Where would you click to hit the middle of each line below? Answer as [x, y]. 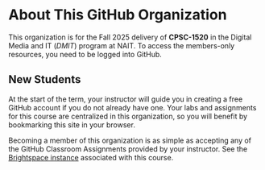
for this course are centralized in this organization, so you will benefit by [128, 116]
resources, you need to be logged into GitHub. [85, 54]
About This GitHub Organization [118, 15]
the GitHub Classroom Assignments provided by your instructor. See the [128, 149]
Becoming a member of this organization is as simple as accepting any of [130, 140]
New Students [45, 79]
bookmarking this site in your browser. [72, 124]
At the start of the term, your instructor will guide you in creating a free [126, 99]
